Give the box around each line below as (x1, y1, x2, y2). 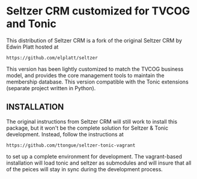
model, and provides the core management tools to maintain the (6, 71, 165, 79)
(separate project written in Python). (6, 84, 96, 91)
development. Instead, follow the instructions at (6, 130, 124, 138)
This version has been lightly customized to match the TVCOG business (6, 65, 184, 73)
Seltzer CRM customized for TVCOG (6, 4, 190, 18)
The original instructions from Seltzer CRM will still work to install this (6, 118, 178, 125)
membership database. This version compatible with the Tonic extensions (6, 78, 189, 85)
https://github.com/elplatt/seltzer (6, 55, 98, 61)
